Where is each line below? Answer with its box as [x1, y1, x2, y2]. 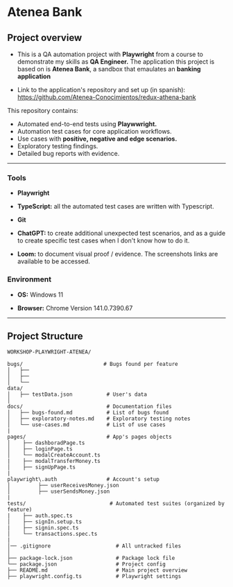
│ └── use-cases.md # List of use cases [7, 421, 166, 428]
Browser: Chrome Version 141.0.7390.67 [17, 304, 133, 312]
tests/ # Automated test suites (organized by [7, 500, 225, 507]
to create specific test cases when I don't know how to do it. [17, 236, 190, 245]
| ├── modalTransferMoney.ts [7, 458, 101, 465]
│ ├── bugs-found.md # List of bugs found [7, 410, 169, 417]
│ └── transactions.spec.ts [7, 531, 98, 538]
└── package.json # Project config [7, 561, 166, 568]
